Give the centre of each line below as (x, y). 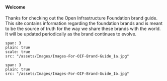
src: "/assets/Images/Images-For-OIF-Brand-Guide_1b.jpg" (67, 74)
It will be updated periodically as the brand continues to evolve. (71, 34)
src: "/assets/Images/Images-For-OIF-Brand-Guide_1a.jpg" (67, 56)
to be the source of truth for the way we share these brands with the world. (83, 29)
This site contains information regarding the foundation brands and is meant (84, 23)
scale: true (18, 52)
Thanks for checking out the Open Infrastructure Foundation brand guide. (81, 18)
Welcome (15, 7)
